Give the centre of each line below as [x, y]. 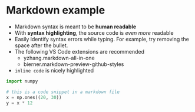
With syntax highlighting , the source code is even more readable [94, 32]
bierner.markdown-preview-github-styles [74, 64]
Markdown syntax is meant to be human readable [75, 27]
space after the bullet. [41, 45]
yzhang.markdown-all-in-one [59, 58]
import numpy [22, 81]
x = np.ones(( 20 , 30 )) [34, 97]
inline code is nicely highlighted [54, 70]
